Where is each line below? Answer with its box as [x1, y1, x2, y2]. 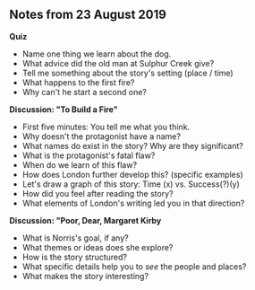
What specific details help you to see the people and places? [21, 260, 247, 272]
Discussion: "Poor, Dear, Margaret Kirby [9, 215, 162, 225]
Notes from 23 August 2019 [9, 7, 167, 22]
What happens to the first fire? [21, 76, 135, 88]
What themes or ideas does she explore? [21, 242, 174, 252]
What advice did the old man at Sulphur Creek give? [21, 57, 215, 68]
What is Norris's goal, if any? [21, 233, 129, 243]
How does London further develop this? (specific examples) [21, 169, 243, 180]
